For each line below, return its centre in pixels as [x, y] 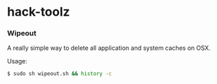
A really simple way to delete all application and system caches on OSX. [109, 48]
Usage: [17, 61]
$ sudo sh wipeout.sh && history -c [59, 74]
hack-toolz [38, 12]
